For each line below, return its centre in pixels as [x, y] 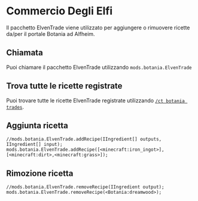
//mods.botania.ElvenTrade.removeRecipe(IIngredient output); [85, 187]
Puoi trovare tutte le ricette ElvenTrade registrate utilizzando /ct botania [96, 100]
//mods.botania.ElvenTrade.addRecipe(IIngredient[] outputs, [84, 139]
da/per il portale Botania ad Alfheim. [51, 33]
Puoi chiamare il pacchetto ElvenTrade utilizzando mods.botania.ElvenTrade [99, 67]
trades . [15, 106]
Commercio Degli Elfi [60, 11]
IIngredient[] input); [34, 145]
